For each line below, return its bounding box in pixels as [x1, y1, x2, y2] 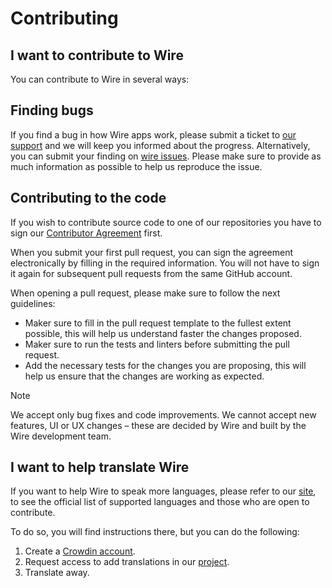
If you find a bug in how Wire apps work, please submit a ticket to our [10, 128, 297, 141]
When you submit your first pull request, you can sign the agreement [10, 246, 294, 258]
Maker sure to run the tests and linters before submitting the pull [24, 338, 290, 350]
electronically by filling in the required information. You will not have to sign [10, 257, 320, 269]
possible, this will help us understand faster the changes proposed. [24, 327, 302, 339]
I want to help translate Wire [10, 459, 190, 476]
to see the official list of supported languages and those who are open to [10, 496, 310, 508]
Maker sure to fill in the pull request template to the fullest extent [24, 317, 292, 329]
